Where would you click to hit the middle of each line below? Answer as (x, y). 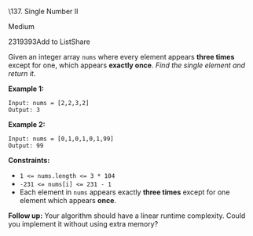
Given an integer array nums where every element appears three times (121, 57)
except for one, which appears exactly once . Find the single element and (127, 65)
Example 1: (26, 89)
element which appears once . (68, 200)
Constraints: (29, 160)
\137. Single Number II (43, 11)
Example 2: (27, 124)
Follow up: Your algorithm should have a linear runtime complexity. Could (127, 216)
